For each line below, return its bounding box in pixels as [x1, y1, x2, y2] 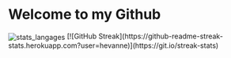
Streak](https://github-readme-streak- [98, 31, 224, 41]
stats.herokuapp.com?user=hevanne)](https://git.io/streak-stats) [8, 41, 219, 50]
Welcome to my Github [8, 5, 161, 24]
